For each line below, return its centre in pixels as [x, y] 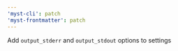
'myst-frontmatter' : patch [46, 20]
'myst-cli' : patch [34, 14]
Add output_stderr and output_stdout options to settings [89, 40]
